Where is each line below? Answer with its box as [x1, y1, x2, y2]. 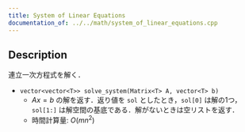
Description [8, 48, 67, 62]
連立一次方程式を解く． [8, 70, 85, 80]
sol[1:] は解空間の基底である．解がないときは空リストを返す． [31, 105, 239, 115]
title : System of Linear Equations [8, 11, 126, 20]
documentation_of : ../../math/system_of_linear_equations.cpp [8, 19, 218, 27]
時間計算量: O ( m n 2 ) [31, 114, 95, 125]
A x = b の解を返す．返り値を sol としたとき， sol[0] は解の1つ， [31, 96, 242, 105]
